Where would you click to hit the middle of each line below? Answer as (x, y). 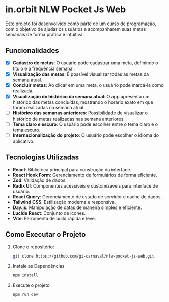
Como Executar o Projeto (46, 234)
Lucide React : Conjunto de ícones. (49, 213)
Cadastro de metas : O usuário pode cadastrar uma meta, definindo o (85, 63)
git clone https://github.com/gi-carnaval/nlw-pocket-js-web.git (83, 256)
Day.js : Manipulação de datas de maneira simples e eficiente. (77, 207)
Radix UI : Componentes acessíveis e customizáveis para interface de (85, 186)
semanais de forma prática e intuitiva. (45, 34)
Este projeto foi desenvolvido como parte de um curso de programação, (81, 24)
